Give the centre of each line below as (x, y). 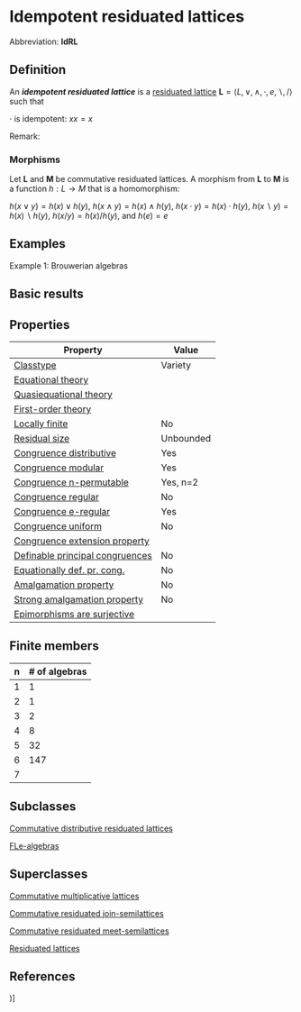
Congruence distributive (65, 453)
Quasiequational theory (63, 395)
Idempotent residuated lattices (127, 17)
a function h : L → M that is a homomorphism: (95, 189)
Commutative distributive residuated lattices (91, 828)
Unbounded (186, 439)
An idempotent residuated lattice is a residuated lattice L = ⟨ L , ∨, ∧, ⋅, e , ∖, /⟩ (151, 91)
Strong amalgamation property (79, 599)
